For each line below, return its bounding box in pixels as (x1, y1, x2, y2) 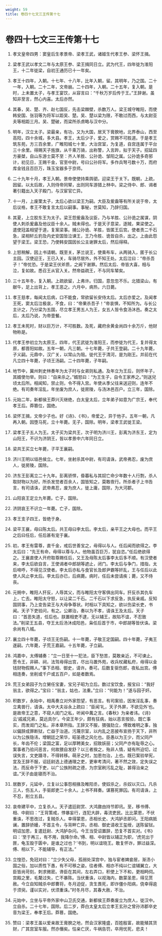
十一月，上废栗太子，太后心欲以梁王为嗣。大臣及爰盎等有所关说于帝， (12, 198, 153, 204)
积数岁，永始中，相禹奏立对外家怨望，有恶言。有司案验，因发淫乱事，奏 (12, 698, 157, 704)
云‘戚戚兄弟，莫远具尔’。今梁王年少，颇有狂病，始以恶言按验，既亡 (12, 716, 147, 722)
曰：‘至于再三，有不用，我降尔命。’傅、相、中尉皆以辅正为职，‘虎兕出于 (12, 834, 154, 840)
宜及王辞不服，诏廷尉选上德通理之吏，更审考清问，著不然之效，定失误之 (12, 759, 157, 765)
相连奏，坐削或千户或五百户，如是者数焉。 (12, 671, 98, 677)
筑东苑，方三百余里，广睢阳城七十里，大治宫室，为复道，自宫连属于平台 (12, 141, 157, 147)
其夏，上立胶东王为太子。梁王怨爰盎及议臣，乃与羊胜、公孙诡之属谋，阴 (12, 215, 157, 220)
